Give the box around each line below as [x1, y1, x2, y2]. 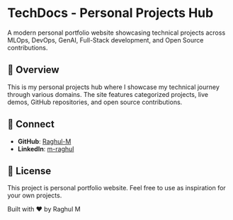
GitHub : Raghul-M [17, 137, 72, 146]
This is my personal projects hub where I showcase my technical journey [7, 83, 220, 91]
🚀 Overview [7, 64, 59, 76]
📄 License [7, 165, 52, 177]
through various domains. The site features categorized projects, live [7, 90, 209, 98]
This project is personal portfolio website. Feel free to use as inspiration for [7, 184, 227, 192]
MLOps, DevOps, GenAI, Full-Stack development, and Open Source [7, 35, 204, 44]
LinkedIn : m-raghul [17, 144, 74, 153]
